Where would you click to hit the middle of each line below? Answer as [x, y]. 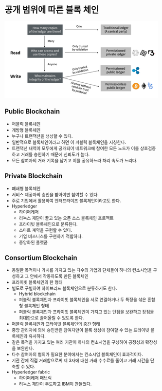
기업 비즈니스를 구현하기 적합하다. [51, 236]
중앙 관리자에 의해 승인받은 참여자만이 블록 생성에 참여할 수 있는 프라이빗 [80, 330]
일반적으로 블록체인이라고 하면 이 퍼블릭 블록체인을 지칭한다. [69, 142]
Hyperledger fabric [31, 372]
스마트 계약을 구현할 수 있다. [45, 230]
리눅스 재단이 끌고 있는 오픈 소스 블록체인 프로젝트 [66, 218]
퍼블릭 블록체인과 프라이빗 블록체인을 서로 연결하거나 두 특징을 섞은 [82, 299]
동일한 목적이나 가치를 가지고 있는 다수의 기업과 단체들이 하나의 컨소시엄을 [82, 270]
